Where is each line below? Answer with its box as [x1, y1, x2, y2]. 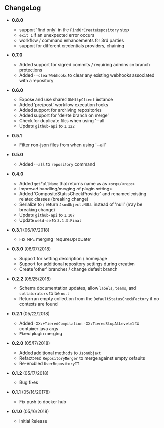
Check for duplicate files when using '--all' [19, 117, 106, 123]
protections [19, 67, 43, 73]
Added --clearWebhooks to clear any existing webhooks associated [19, 72, 155, 78]
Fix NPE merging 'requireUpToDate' [19, 236, 92, 242]
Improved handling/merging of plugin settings [19, 186, 112, 191]
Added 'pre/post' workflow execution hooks [19, 101, 109, 108]
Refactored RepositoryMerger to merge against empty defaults [19, 355, 146, 361]
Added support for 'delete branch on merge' [19, 112, 109, 118]
